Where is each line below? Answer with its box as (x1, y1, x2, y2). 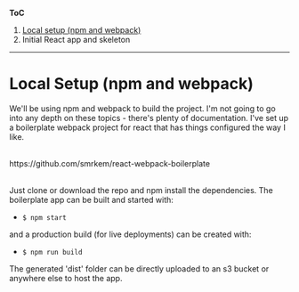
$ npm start (21, 213, 67, 222)
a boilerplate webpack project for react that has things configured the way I (9, 122, 287, 133)
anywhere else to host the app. (9, 272, 123, 283)
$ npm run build (21, 247, 83, 256)
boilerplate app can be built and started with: (9, 194, 174, 205)
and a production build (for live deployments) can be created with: (9, 229, 252, 239)
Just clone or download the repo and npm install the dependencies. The (9, 184, 273, 195)
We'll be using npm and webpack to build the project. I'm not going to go (9, 102, 276, 114)
